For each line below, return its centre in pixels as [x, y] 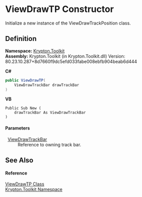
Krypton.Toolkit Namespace [34, 189]
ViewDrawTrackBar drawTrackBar [47, 85]
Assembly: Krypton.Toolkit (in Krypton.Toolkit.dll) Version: [65, 56]
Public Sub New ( [23, 108]
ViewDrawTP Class [25, 184]
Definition [21, 39]
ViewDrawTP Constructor [59, 9]
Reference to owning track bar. [49, 144]
